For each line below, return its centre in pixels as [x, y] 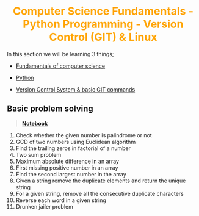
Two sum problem [38, 154]
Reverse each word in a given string [61, 200]
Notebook [35, 123]
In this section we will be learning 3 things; [61, 54]
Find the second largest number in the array [71, 174]
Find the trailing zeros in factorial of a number [73, 148]
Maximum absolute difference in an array [67, 161]
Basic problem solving [50, 109]
